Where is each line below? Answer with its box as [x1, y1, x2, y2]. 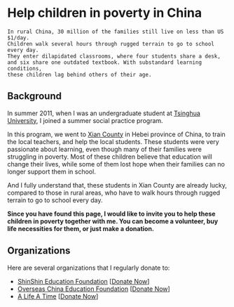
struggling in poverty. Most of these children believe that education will [7, 152, 212, 161]
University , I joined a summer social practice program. [7, 116, 163, 124]
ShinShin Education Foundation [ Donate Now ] [17, 277, 150, 285]
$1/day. [7, 34, 30, 41]
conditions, [7, 65, 42, 72]
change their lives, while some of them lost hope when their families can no [7, 159, 226, 168]
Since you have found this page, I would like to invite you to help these [7, 209, 216, 218]
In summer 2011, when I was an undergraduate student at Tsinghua [7, 109, 201, 117]
